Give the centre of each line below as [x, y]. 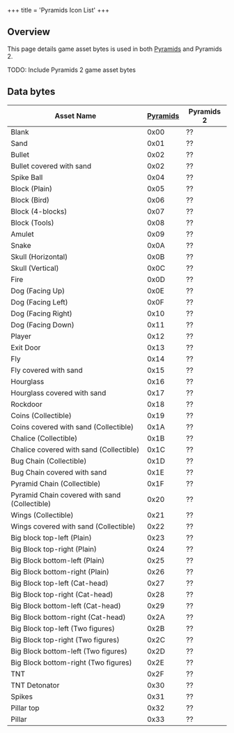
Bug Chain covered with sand [59, 472]
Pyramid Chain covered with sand [66, 495]
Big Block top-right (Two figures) [65, 639]
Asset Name [76, 116]
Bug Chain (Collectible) [49, 461]
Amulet [22, 234]
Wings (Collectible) [42, 514]
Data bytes [31, 92]
